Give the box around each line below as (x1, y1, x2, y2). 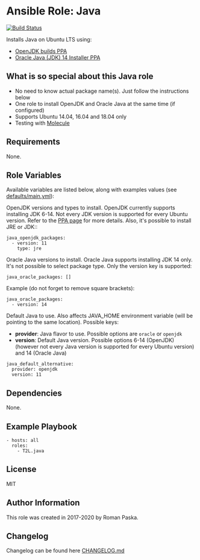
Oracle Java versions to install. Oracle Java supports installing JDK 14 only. (6, 256, 193, 263)
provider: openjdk (11, 366, 58, 373)
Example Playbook (6, 422, 77, 432)
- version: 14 (11, 302, 47, 308)
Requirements (6, 137, 60, 147)
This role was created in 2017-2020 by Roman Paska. (6, 514, 139, 521)
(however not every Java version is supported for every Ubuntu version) (14, 343, 195, 350)
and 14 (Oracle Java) (14, 349, 67, 356)
